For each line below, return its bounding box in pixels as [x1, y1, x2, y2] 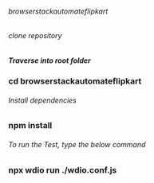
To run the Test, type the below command [8, 139, 146, 149]
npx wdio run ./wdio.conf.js [8, 164, 117, 175]
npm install [8, 120, 53, 131]
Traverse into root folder [8, 56, 92, 65]
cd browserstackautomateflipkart [8, 76, 142, 87]
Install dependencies [8, 95, 77, 105]
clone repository [8, 31, 62, 41]
